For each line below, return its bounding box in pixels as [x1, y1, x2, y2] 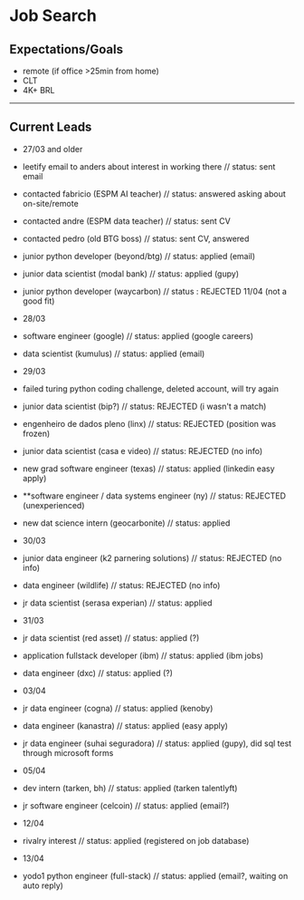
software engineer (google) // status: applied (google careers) [22, 330, 254, 341]
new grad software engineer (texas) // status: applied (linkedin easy [22, 463, 275, 474]
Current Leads [9, 120, 92, 135]
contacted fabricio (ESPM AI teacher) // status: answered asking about [22, 188, 287, 199]
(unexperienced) [22, 499, 85, 510]
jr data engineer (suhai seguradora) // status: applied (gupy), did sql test [22, 738, 292, 749]
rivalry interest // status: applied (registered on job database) [22, 835, 250, 846]
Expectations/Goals [9, 42, 124, 57]
